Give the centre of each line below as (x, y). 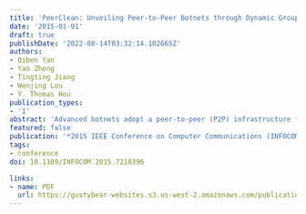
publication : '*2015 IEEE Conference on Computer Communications (136, 137)
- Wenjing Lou (36, 86)
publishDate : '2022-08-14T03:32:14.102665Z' (95, 43)
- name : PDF (32, 187)
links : (22, 178)
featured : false (40, 128)
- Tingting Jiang (42, 77)
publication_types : (46, 102)
